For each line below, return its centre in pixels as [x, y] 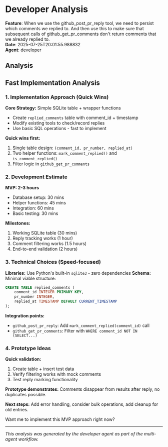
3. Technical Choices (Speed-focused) [53, 262]
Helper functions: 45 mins [39, 203]
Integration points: [25, 315]
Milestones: [18, 223]
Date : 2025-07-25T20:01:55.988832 [43, 44]
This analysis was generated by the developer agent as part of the [74, 434]
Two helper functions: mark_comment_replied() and [65, 153]
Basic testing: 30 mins [35, 213]
